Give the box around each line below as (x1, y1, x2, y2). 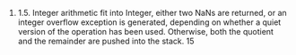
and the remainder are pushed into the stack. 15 (17, 35, 195, 46)
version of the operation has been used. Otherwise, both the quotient (17, 27, 274, 36)
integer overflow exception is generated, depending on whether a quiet (17, 17, 282, 27)
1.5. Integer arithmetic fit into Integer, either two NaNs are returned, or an (17, 8, 287, 18)
